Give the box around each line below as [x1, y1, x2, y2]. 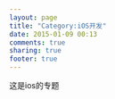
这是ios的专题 [9, 80, 60, 90]
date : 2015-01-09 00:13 [9, 29, 98, 38]
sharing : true [9, 46, 62, 55]
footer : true [9, 54, 58, 63]
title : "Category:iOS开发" [9, 21, 107, 30]
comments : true [9, 37, 66, 47]
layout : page [9, 12, 58, 22]
